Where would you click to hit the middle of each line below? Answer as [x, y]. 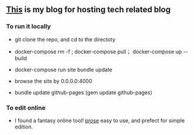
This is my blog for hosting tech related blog [88, 10]
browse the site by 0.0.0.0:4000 [53, 81]
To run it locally [29, 27]
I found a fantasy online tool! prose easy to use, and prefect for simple [100, 120]
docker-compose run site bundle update [63, 70]
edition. [24, 127]
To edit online [26, 107]
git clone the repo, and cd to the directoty [65, 39]
